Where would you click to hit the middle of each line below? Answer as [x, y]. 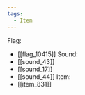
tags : [15, 14]
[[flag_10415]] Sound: [47, 54]
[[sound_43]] [36, 61]
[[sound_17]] [35, 69]
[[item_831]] [34, 84]
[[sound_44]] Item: [44, 76]
